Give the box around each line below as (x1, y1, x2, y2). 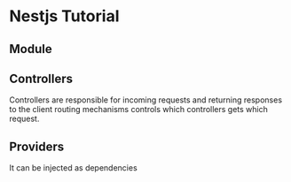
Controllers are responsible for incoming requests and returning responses (9, 95, 282, 105)
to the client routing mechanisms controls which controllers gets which (9, 104, 269, 115)
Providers (9, 139, 65, 154)
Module (9, 42, 52, 57)
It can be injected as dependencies (9, 163, 138, 173)
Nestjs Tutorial (9, 6, 120, 27)
